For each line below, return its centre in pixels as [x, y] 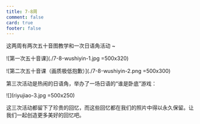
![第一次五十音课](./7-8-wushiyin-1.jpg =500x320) [68, 58]
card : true [20, 23]
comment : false [25, 17]
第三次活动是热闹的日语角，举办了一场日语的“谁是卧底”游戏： [82, 84]
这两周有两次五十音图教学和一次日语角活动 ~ [61, 46]
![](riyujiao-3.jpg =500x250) [41, 96]
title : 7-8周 [22, 12]
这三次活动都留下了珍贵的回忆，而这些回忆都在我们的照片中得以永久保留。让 [100, 108]
